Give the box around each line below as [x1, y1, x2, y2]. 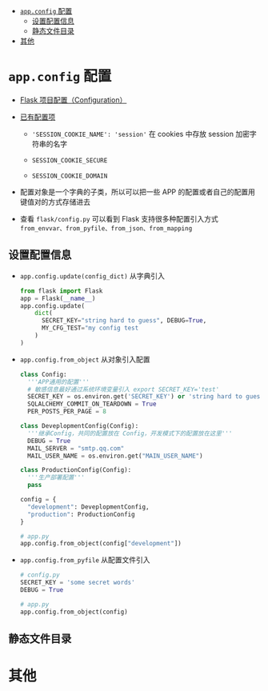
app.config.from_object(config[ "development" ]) [19, 540, 182, 548]
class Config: [19, 370, 67, 378]
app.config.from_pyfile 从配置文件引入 [19, 555, 150, 565]
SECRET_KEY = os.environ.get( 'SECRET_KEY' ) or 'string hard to [27, 393, 242, 401]
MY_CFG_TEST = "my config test [41, 324, 139, 333]
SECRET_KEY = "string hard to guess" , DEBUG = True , [41, 317, 207, 325]
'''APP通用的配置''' [27, 377, 90, 385]
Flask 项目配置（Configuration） [19, 94, 127, 105]
